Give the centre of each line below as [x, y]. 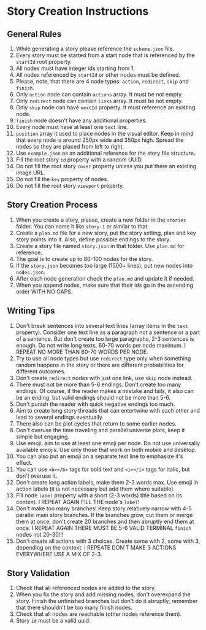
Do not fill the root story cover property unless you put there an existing [106, 166]
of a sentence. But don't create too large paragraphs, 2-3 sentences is [105, 338]
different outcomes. [41, 371]
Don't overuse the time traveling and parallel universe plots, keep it [100, 430]
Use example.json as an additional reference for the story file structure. [105, 153]
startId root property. [44, 62]
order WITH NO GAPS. [44, 291]
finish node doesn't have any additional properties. [81, 120]
